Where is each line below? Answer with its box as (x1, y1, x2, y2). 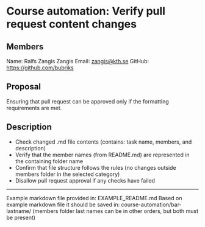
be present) (6, 214, 35, 221)
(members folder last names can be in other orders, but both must (32, 207, 198, 214)
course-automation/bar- (121, 201, 182, 208)
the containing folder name (15, 157, 84, 165)
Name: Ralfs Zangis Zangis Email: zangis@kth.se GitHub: (6, 58, 149, 65)
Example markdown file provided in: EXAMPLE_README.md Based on (6, 194, 182, 201)
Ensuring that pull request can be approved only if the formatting (6, 97, 169, 105)
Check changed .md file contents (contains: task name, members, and (15, 138, 192, 145)
